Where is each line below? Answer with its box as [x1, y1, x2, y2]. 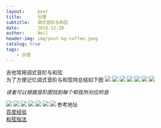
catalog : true [6, 41, 41, 47]
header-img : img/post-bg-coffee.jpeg [6, 36, 98, 41]
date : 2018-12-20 [6, 25, 64, 31]
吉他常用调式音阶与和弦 [6, 68, 63, 76]
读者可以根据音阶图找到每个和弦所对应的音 [6, 88, 109, 95]
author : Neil [6, 30, 49, 36]
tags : [6, 47, 19, 53]
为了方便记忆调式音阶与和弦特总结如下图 [6, 76, 104, 83]
